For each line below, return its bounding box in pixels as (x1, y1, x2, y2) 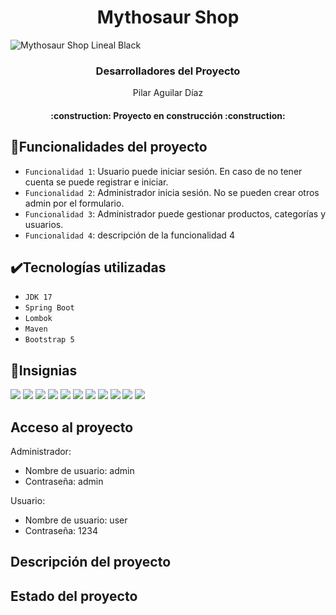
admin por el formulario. (24, 197, 125, 209)
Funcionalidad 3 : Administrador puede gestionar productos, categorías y (24, 207, 326, 220)
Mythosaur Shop (96, 6, 240, 29)
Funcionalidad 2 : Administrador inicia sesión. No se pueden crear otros (24, 186, 320, 198)
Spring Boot (24, 303, 75, 313)
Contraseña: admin (24, 476, 104, 488)
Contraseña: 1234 (24, 525, 98, 537)
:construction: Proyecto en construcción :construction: (50, 109, 286, 121)
